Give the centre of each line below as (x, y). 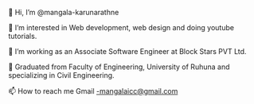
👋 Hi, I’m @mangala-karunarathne (64, 12)
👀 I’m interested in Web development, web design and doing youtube (121, 27)
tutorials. (23, 36)
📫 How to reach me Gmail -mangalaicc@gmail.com (93, 91)
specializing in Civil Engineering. (61, 75)
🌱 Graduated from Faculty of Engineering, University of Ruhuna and (119, 67)
